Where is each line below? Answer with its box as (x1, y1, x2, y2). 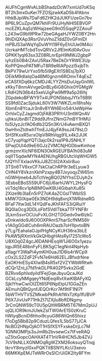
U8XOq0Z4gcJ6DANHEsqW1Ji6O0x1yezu (5, 238, 91, 244)
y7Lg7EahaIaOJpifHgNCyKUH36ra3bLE (5, 228, 87, 233)
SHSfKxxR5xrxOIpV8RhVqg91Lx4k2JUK (5, 132, 87, 138)
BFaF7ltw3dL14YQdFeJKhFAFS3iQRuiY (5, 201, 86, 207)
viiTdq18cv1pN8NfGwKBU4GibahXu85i (5, 185, 85, 191)
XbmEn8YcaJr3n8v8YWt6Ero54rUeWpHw (5, 105, 92, 111)
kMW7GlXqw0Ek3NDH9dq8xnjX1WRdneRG (5, 196, 95, 202)
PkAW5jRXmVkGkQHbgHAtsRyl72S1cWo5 (5, 233, 91, 239)
